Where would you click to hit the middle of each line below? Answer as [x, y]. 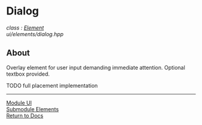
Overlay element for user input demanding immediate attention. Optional [96, 67]
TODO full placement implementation [52, 85]
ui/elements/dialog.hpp [35, 34]
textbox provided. [28, 74]
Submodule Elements [32, 109]
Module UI [19, 103]
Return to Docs [25, 115]
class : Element [25, 28]
